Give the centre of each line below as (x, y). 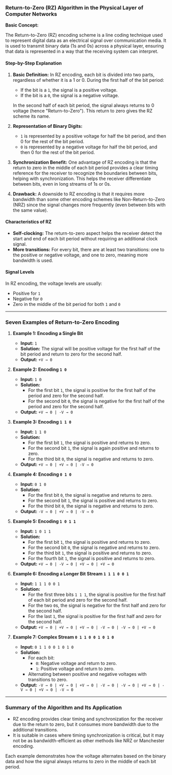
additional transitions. (35, 729)
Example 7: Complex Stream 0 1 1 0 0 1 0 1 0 (63, 637)
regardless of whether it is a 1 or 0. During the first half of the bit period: (88, 80)
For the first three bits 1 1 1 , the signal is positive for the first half (97, 594)
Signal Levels (20, 272)
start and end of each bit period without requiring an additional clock (85, 238)
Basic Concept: (22, 25)
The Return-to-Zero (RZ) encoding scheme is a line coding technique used (84, 35)
